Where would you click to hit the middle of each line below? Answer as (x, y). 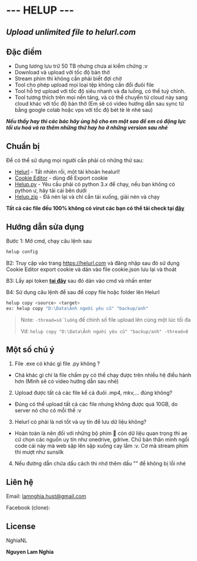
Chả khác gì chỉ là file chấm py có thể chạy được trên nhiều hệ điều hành (103, 375)
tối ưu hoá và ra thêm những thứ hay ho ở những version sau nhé (87, 128)
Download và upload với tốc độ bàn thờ (62, 72)
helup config (22, 252)
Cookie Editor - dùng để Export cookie (61, 178)
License (21, 526)
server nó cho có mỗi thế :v (48, 411)
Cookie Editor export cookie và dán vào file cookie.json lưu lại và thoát (91, 269)
